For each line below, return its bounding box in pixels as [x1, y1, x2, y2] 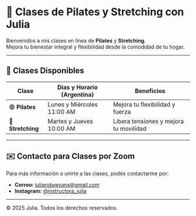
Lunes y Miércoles [47, 100, 98, 108]
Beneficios [135, 87, 166, 95]
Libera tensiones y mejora [113, 117, 184, 125]
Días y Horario [57, 83, 98, 91]
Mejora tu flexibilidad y [113, 100, 176, 108]
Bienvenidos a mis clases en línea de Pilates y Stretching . [6, 37, 146, 44]
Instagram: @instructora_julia [14, 187, 87, 194]
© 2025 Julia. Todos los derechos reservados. [6, 204, 118, 211]
